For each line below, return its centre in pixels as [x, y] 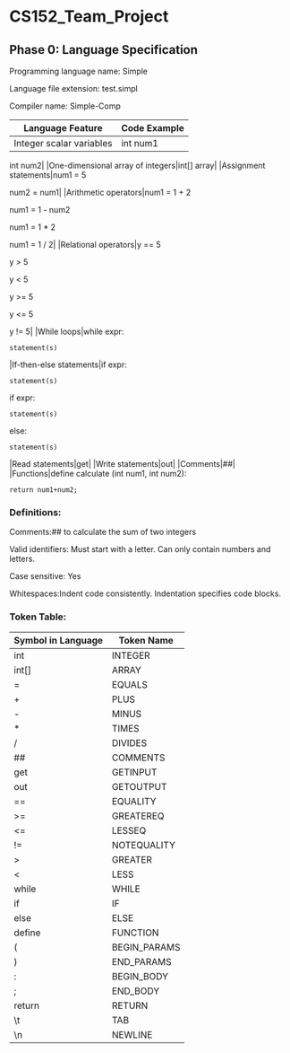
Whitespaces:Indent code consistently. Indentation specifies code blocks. [145, 593]
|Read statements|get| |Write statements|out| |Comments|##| [122, 464]
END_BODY [136, 991]
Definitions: [35, 512]
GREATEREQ [138, 816]
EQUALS [129, 684]
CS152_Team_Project [89, 17]
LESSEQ [129, 830]
